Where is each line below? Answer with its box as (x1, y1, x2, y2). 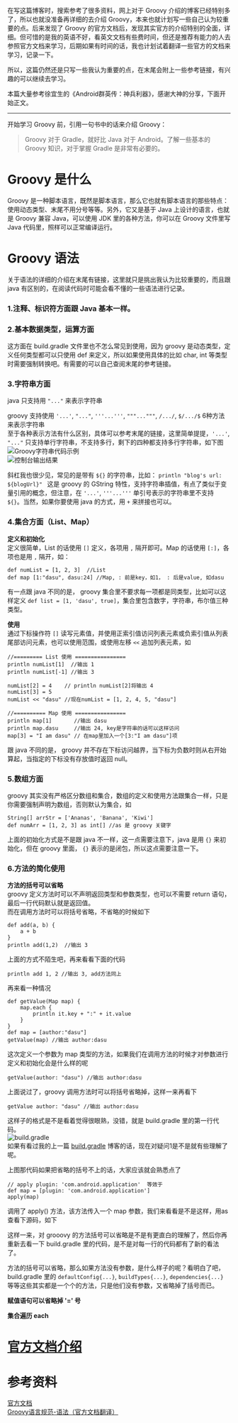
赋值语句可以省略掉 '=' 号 (7, 1297, 81, 1305)
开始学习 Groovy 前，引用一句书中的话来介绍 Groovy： (7, 120, 167, 128)
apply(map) (7, 1194, 40, 1201)
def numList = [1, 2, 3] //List (7, 566, 106, 573)
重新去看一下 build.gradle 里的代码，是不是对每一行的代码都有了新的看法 (7, 1240, 220, 1248)
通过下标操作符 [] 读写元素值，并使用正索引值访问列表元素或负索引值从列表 (7, 629, 229, 637)
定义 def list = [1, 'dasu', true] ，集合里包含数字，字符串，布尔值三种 (13, 596, 229, 604)
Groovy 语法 (7, 250, 79, 267)
